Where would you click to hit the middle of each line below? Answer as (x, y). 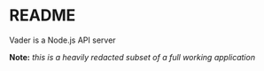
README (43, 16)
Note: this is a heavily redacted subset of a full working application (132, 57)
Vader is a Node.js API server (63, 40)
